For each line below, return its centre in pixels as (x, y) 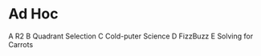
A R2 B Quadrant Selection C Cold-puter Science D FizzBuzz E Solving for (131, 36)
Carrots (21, 44)
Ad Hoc (33, 14)
